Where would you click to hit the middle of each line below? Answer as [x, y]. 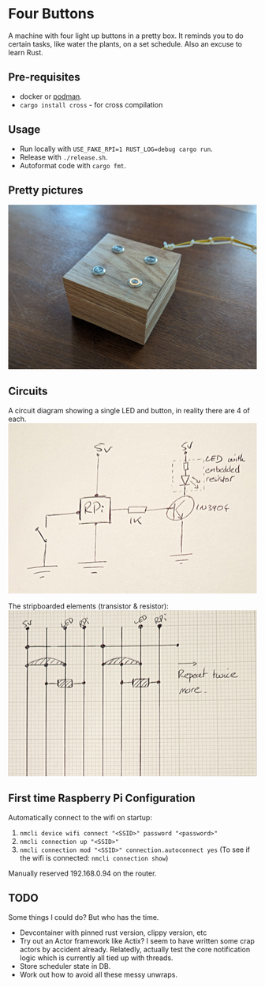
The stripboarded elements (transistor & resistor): [89, 606]
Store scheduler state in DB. [65, 966]
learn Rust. [26, 52]
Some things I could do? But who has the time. [84, 917]
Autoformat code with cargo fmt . [73, 165]
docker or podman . [51, 96]
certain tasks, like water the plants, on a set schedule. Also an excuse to [125, 43]
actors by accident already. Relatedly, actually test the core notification [135, 949]
